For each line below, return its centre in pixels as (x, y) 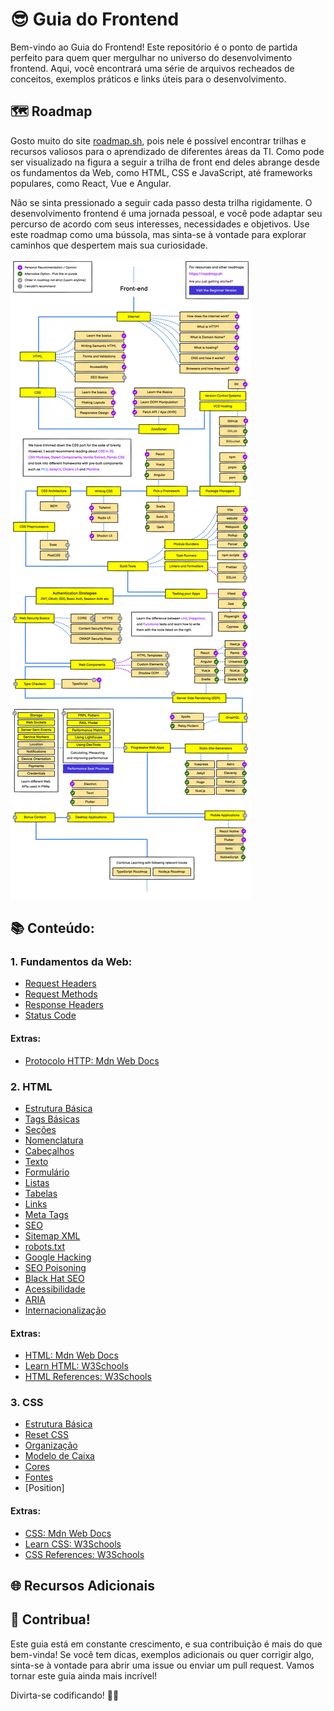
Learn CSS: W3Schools (73, 1544)
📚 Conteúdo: (52, 928)
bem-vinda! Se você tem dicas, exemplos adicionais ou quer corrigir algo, (162, 1654)
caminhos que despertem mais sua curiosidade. (109, 245)
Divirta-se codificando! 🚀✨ (65, 1695)
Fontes (39, 1477)
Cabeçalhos (49, 1150)
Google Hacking (58, 1257)
